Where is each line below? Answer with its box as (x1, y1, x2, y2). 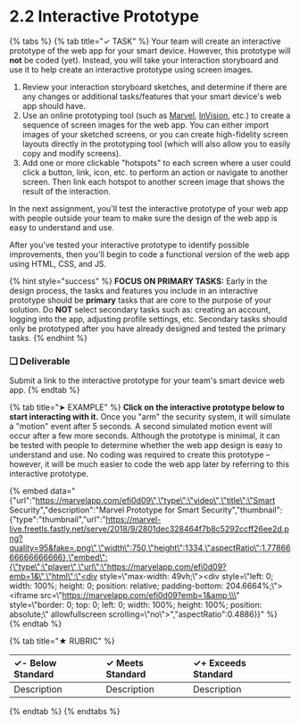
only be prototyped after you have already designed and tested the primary (9, 323, 287, 334)
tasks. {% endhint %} (9, 332, 87, 343)
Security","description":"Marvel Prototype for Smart (9, 504, 199, 515)
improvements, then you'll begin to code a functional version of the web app (9, 248, 290, 260)
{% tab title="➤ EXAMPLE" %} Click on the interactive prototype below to (9, 402, 285, 412)
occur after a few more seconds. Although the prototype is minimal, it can (9, 430, 280, 441)
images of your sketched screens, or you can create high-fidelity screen (21, 129, 288, 139)
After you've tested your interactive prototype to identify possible (9, 239, 250, 250)
